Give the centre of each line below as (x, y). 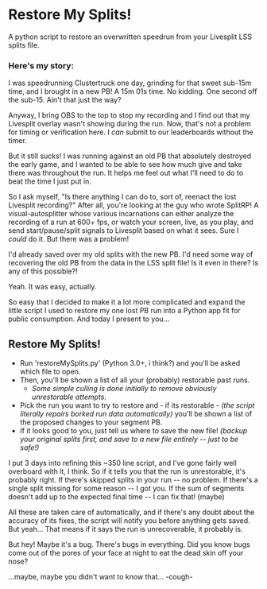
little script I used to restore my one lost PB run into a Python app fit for (124, 311)
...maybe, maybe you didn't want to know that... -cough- (101, 577)
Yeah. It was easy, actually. (52, 287)
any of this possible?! (43, 271)
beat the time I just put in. (50, 181)
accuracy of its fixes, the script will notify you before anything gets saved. (129, 521)
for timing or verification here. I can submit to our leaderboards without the (131, 132)
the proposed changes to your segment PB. (91, 422)
